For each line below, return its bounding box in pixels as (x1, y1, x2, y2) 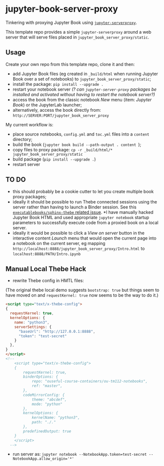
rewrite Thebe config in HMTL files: (12, 278, 84, 284)
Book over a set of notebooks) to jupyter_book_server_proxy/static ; (12, 76, 151, 81)
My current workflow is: (5, 122, 53, 127)
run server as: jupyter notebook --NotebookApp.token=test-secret (12, 451, 147, 457)
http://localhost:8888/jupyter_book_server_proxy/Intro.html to (12, 245, 145, 251)
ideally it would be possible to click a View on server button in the (12, 230, 144, 236)
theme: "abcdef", (31, 397, 67, 402)
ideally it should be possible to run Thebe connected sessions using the (12, 199, 158, 204)
